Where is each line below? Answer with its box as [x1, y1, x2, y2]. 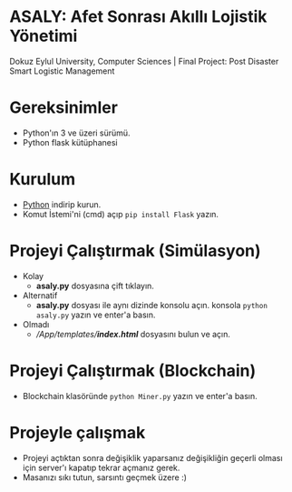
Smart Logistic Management [9, 65, 115, 76]
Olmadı [22, 318, 50, 329]
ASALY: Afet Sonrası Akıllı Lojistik [9, 6, 268, 27]
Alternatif [22, 289, 58, 301]
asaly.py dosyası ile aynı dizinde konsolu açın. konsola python [35, 299, 268, 310]
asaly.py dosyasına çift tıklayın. [35, 280, 154, 291]
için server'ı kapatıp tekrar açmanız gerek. [22, 462, 180, 473]
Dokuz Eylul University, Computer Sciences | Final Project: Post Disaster [9, 55, 279, 66]
